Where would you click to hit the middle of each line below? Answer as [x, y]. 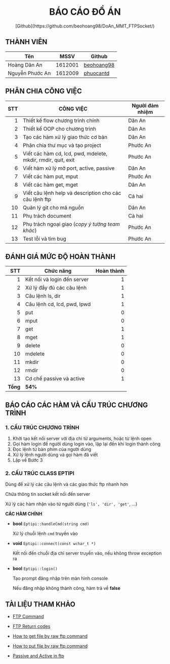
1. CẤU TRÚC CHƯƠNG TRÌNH [42, 427]
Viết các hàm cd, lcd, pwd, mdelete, [65, 154]
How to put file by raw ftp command [50, 646]
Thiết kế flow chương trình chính [61, 120]
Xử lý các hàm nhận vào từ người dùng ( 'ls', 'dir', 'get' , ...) [71, 504]
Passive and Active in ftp [38, 656]
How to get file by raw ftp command [50, 636]
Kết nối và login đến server [57, 280]
